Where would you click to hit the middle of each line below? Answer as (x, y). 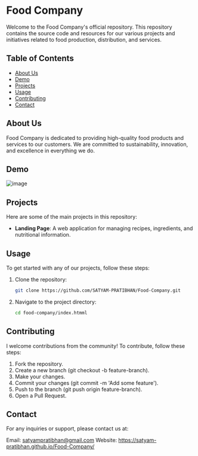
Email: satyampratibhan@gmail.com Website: (62, 440)
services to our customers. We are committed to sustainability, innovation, (97, 144)
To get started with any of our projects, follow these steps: (78, 268)
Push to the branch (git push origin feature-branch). (78, 389)
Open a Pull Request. (41, 396)
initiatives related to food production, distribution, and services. (84, 39)
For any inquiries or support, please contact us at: (67, 429)
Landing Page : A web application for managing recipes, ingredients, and (104, 228)
